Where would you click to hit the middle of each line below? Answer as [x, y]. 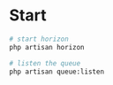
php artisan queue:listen [56, 72]
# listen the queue [45, 63]
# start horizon [39, 39]
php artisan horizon [47, 47]
